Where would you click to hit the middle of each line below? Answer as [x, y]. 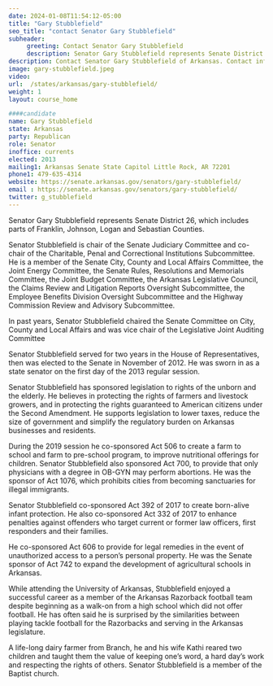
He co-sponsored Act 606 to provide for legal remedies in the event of [126, 547]
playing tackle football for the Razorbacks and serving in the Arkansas [126, 623]
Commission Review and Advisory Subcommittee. [92, 305]
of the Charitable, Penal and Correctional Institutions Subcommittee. [141, 253]
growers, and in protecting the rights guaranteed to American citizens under [136, 404]
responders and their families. [58, 531]
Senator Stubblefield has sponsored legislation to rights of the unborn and [132, 387]
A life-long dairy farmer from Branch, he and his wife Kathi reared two [125, 647]
